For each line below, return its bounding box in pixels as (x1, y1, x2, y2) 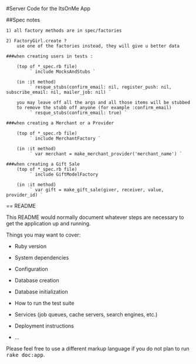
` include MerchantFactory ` (29, 136, 101, 141)
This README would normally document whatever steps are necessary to (6, 214, 184, 221)
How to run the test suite (14, 299, 75, 306)
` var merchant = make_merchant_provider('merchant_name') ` (29, 151, 183, 157)
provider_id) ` (6, 192, 43, 198)
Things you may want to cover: (6, 231, 81, 238)
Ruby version (14, 243, 47, 250)
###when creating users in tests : (6, 53, 93, 59)
